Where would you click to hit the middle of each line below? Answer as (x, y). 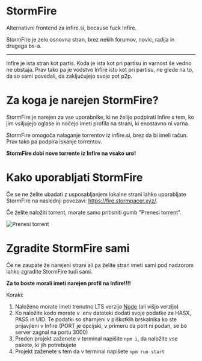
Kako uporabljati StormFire (75, 177)
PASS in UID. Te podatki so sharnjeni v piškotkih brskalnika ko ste (96, 319)
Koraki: (15, 295)
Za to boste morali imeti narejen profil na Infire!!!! (69, 283)
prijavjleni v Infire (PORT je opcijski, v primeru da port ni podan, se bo (101, 325)
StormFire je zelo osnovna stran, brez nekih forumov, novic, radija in (90, 39)
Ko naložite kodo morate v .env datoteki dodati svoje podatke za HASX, (103, 313)
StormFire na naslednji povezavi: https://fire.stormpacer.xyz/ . (82, 201)
